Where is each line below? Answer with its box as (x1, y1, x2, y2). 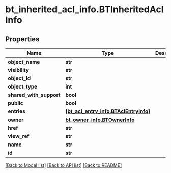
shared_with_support (8, 92, 61, 98)
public (8, 100, 24, 106)
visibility (8, 67, 30, 73)
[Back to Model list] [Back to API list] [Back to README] (5, 162, 122, 168)
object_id (8, 75, 31, 82)
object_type (8, 83, 38, 90)
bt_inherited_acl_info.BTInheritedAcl (5, 4, 164, 15)
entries (8, 108, 25, 115)
